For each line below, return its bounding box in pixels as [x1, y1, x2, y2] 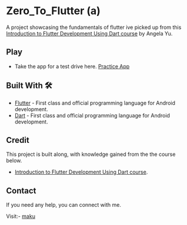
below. [6, 157, 22, 164]
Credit [6, 135, 29, 145]
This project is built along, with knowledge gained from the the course [6, 151, 176, 158]
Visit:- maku [6, 213, 35, 220]
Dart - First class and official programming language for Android [14, 112, 171, 119]
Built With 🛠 [6, 81, 53, 91]
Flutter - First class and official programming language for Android [14, 99, 175, 106]
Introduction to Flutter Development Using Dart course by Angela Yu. [6, 30, 173, 37]
